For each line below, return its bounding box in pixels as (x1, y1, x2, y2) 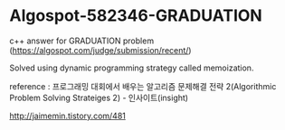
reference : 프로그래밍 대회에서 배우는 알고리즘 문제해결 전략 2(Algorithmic (9, 80, 277, 91)
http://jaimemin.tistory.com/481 (9, 110, 127, 121)
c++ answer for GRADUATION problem (9, 35, 155, 46)
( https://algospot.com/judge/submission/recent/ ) (9, 44, 192, 55)
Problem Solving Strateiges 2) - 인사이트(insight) (9, 92, 188, 103)
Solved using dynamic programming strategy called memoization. (9, 62, 254, 73)
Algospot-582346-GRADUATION (9, 5, 262, 26)
